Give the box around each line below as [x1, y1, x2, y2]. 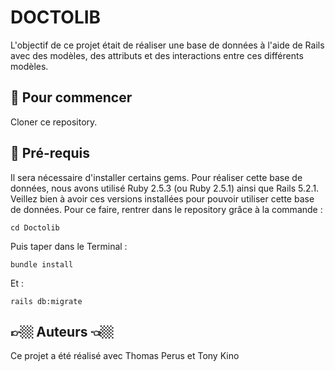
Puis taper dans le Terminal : [10, 240, 128, 252]
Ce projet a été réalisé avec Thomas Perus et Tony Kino [10, 350, 240, 362]
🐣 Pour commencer [10, 89, 133, 106]
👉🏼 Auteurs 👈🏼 [10, 323, 114, 340]
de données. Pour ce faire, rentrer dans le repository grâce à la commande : [10, 203, 323, 215]
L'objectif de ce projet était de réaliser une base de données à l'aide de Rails [10, 39, 325, 51]
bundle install [10, 259, 74, 270]
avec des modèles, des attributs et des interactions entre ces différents [10, 49, 304, 61]
